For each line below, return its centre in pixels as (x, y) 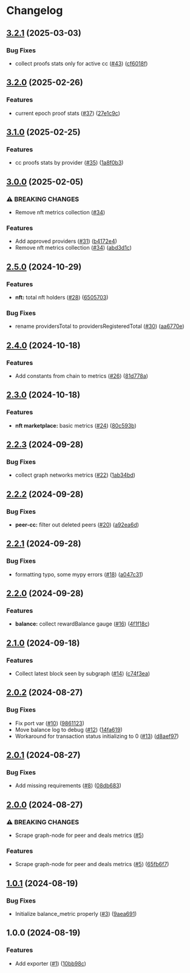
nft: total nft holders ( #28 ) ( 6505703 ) (62, 297)
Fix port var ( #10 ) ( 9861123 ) (50, 723)
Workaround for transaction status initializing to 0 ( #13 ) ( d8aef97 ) (97, 736)
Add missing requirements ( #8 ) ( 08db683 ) (68, 786)
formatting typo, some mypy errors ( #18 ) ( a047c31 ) (79, 574)
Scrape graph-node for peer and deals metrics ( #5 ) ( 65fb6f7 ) (92, 864)
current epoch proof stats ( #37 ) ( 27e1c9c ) (67, 113)
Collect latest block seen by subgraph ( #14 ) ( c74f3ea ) (83, 674)
